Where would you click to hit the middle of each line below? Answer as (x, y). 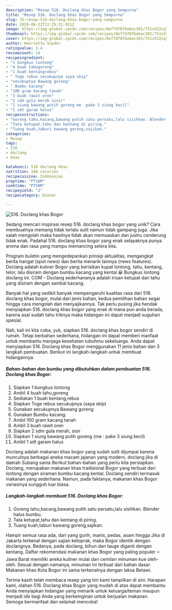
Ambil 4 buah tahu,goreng (41, 393)
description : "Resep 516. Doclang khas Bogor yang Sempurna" (72, 10)
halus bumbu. (28, 514)
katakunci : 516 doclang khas (37, 167)
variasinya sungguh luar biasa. (38, 484)
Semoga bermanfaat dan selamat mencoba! (52, 601)
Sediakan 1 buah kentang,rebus (46, 398)
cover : (13, 39)
